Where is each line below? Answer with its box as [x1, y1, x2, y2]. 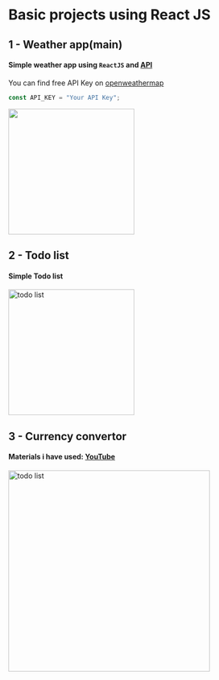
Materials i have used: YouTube [8, 452, 115, 462]
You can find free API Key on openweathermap [8, 78, 164, 88]
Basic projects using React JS [8, 6, 211, 24]
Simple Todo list [8, 271, 64, 281]
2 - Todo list [8, 249, 70, 262]
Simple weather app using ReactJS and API [8, 60, 153, 70]
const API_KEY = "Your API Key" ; [8, 93, 121, 101]
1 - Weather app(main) [8, 38, 123, 52]
